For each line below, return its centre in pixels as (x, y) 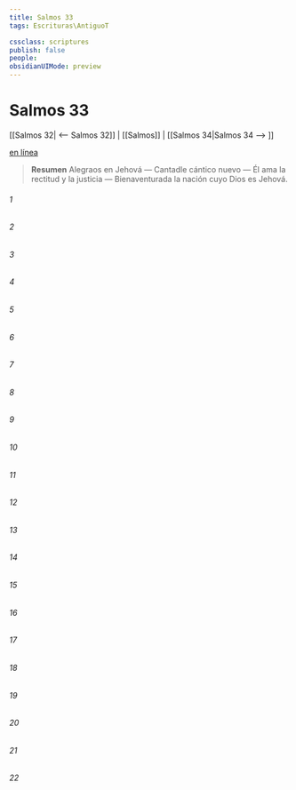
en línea (24, 152)
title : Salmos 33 (41, 17)
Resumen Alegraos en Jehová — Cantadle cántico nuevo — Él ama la (158, 169)
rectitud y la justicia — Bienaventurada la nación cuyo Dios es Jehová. (159, 179)
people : (24, 59)
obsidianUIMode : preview (55, 67)
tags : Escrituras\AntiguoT (59, 26)
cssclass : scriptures (49, 42)
